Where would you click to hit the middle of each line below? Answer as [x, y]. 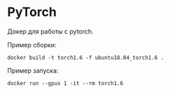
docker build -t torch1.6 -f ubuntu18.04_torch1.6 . [86, 57]
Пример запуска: [33, 70]
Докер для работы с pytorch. [50, 31]
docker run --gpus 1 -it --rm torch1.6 [65, 83]
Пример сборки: [32, 45]
